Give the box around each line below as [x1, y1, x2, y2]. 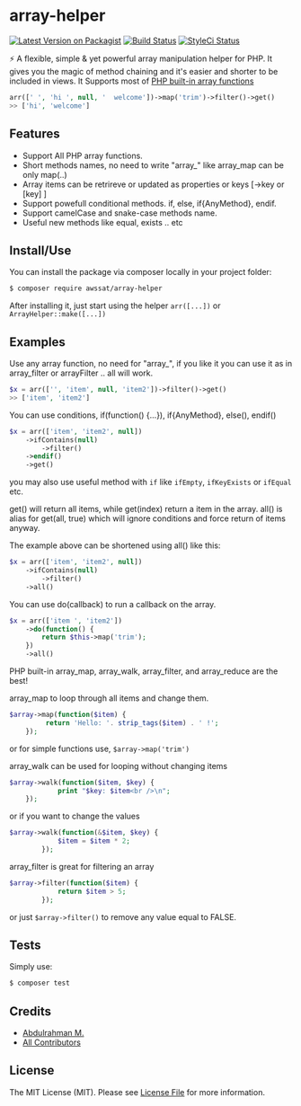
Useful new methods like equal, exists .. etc [22, 217, 183, 227]
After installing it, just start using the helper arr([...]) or [9, 300, 221, 311]
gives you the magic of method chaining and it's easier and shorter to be [9, 66, 279, 76]
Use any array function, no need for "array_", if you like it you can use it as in [9, 358, 293, 368]
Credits [9, 1004, 52, 1019]
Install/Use [9, 243, 72, 258]
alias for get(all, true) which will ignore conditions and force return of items [9, 513, 286, 524]
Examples [9, 334, 66, 349]
